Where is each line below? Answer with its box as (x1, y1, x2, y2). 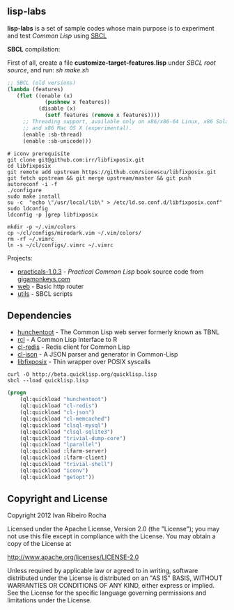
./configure (7, 187, 42, 194)
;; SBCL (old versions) (7, 79, 77, 86)
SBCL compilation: (7, 45, 61, 53)
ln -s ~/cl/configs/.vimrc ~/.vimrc (7, 242, 114, 249)
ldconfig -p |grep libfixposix (7, 211, 98, 218)
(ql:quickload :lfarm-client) (19, 454, 108, 462)
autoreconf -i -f (7, 180, 58, 187)
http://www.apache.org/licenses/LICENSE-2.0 (7, 553, 139, 561)
